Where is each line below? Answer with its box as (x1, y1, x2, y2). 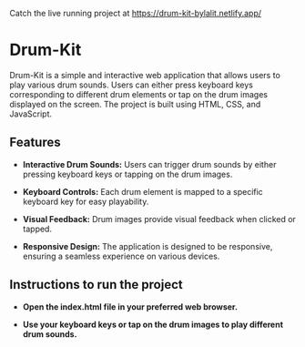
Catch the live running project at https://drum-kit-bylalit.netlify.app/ (9, 8, 262, 18)
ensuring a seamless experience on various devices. (22, 250, 220, 261)
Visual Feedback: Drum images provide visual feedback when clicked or (22, 213, 296, 224)
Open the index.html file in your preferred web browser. (22, 301, 239, 312)
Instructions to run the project (9, 277, 184, 292)
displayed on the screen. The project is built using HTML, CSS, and (9, 98, 261, 109)
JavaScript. (9, 108, 53, 119)
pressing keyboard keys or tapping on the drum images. (22, 168, 233, 179)
